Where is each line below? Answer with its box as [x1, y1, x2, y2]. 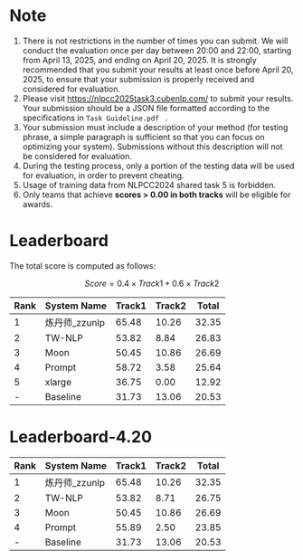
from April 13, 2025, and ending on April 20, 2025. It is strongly [22, 54, 258, 65]
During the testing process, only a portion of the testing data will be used [22, 160, 295, 171]
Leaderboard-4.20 [9, 427, 152, 448]
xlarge [44, 375, 72, 388]
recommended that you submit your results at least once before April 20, [22, 64, 294, 75]
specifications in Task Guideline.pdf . [22, 112, 168, 123]
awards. [22, 198, 53, 209]
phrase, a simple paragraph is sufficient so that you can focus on [22, 131, 265, 142]
